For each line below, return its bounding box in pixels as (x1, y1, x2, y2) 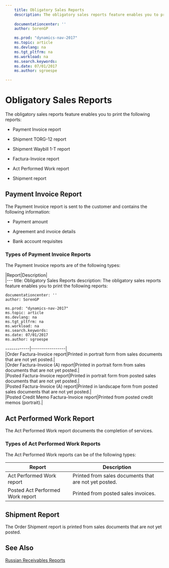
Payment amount (12, 219, 48, 225)
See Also (5, 544, 34, 552)
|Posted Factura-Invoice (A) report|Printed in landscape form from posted (5, 383, 158, 389)
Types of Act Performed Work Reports (5, 440, 101, 447)
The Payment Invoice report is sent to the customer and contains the (5, 203, 147, 209)
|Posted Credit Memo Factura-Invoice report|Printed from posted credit (5, 394, 153, 400)
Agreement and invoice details (12, 228, 76, 234)
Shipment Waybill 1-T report (12, 146, 70, 152)
